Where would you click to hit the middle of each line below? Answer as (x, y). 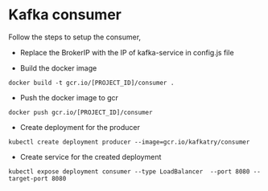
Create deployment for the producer (80, 127)
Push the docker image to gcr (69, 97)
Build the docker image (58, 68)
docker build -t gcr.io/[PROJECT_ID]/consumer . (91, 83)
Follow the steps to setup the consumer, (75, 37)
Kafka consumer (65, 15)
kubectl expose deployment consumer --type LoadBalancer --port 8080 (129, 171)
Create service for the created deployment (91, 156)
